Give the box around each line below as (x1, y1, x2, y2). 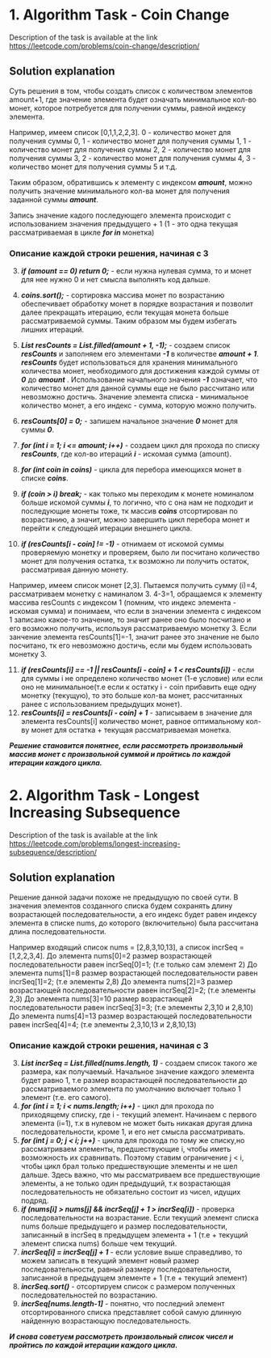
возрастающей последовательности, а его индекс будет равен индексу (9, 909, 257, 919)
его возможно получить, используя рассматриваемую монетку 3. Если (9, 624, 257, 633)
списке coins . (20, 473, 69, 483)
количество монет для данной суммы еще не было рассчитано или (20, 383, 255, 393)
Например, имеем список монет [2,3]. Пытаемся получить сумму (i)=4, (9, 581, 257, 590)
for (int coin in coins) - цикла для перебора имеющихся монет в (20, 465, 243, 475)
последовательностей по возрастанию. (20, 1290, 158, 1300)
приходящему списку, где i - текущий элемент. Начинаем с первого (20, 1110, 257, 1119)
